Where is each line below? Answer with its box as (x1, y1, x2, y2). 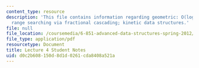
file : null (6, 25, 33, 31)
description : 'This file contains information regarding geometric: (6, 14, 179, 20)
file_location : (6, 31, 44, 37)
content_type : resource (6, 8, 65, 15)
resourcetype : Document (6, 42, 65, 48)
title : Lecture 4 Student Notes (6, 47, 86, 53)
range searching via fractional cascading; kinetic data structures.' (11, 20, 190, 25)
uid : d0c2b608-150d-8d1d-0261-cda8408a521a (6, 53, 115, 59)
